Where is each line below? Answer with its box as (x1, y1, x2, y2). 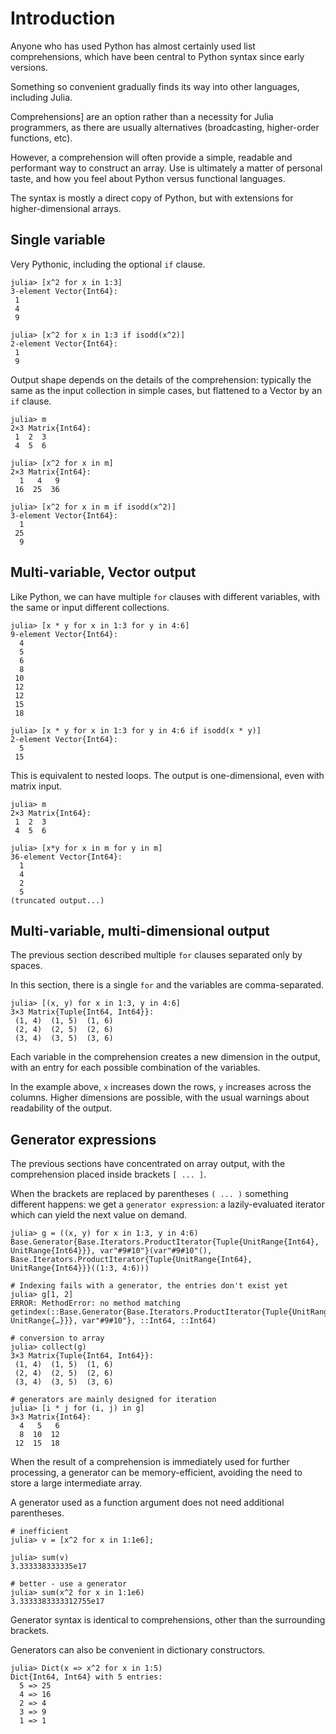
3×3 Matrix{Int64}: (10, 1412, 92, 1422)
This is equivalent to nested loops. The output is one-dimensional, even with (10, 769, 325, 781)
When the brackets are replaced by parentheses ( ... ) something (10, 1188, 289, 1200)
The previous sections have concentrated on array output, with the (10, 1158, 286, 1170)
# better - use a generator (10, 1579, 128, 1589)
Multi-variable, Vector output (10, 564, 197, 581)
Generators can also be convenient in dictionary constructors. (10, 1644, 266, 1656)
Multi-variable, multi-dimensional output (10, 922, 270, 939)
